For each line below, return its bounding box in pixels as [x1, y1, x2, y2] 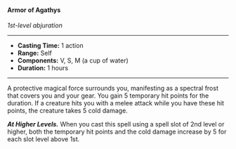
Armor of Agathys [7, 6, 61, 14]
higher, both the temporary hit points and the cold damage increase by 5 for [7, 127, 227, 136]
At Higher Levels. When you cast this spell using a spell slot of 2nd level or [7, 120, 225, 129]
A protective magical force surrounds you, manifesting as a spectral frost [7, 84, 219, 93]
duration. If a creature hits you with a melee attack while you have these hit [7, 99, 225, 108]
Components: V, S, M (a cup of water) [17, 56, 129, 65]
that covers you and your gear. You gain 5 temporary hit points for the [7, 91, 209, 100]
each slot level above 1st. [7, 135, 80, 143]
